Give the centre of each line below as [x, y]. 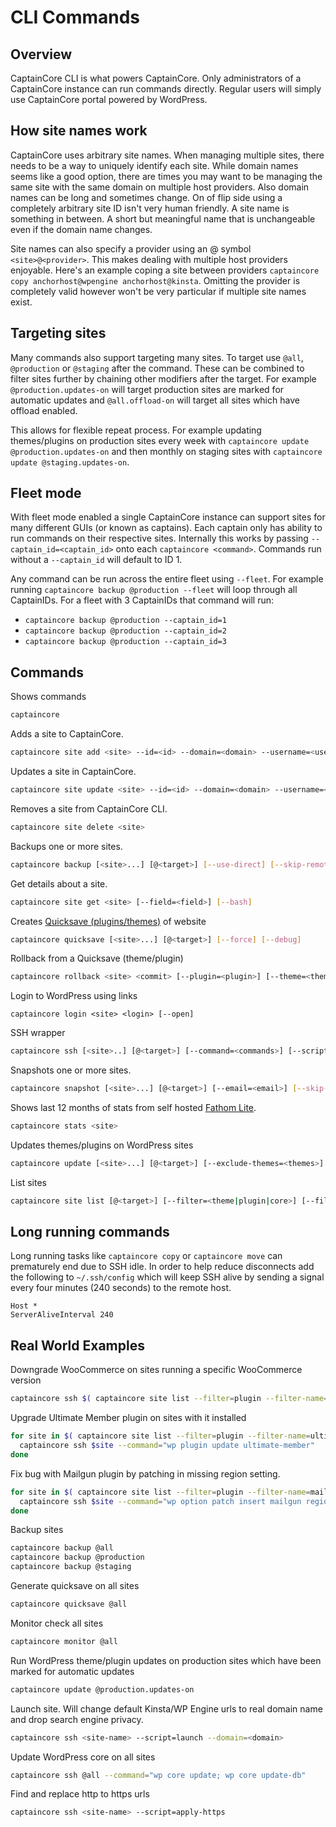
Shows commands [48, 697]
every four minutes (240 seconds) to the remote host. [121, 1288]
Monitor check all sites [57, 1623]
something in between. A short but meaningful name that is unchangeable [163, 218]
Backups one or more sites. [66, 846]
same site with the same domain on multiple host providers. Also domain [160, 187]
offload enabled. [44, 410]
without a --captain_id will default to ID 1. [96, 560]
